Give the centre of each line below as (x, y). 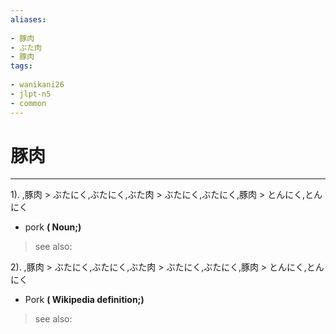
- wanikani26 (37, 85)
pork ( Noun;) (53, 227)
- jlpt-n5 (31, 94)
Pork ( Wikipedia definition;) (84, 300)
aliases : (28, 19)
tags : (21, 66)
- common (28, 103)
